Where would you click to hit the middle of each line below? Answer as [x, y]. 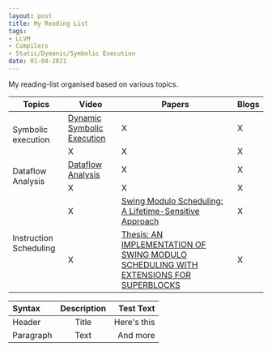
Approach [140, 221]
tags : [17, 31]
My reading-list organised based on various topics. [93, 84]
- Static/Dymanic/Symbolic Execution [72, 54]
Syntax [26, 308]
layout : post [30, 16]
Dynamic [85, 118]
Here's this [134, 322]
